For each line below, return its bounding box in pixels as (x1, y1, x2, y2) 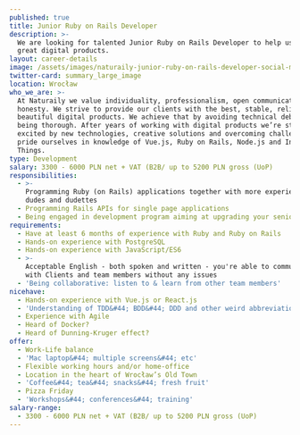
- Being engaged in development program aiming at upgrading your (17, 212, 270, 222)
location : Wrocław (9, 79, 78, 88)
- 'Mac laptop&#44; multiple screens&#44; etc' (17, 354, 198, 363)
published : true (9, 13, 70, 22)
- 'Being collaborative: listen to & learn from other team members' (17, 279, 281, 288)
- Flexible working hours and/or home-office (17, 362, 190, 371)
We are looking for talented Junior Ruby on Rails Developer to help (17, 38, 281, 47)
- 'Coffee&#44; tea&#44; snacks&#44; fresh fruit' (17, 379, 210, 388)
